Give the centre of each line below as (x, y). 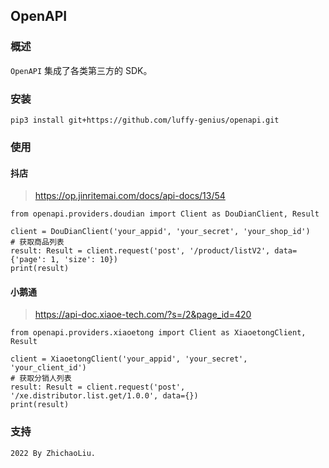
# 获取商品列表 (37, 242)
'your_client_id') (48, 368)
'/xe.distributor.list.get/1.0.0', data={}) (104, 396)
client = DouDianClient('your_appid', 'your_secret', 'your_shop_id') (160, 232)
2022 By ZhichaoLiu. (53, 453)
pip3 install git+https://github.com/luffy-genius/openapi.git (145, 120)
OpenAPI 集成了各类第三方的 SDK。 (81, 70)
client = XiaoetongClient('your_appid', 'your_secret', (129, 359)
